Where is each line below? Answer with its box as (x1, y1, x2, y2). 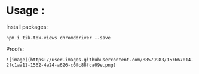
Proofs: (6, 45, 25, 53)
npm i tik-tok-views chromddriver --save (6, 35, 111, 41)
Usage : (6, 4, 45, 17)
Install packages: (6, 23, 48, 30)
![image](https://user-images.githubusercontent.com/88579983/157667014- (6, 57, 194, 63)
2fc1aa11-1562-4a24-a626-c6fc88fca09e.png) (6, 62, 117, 68)
